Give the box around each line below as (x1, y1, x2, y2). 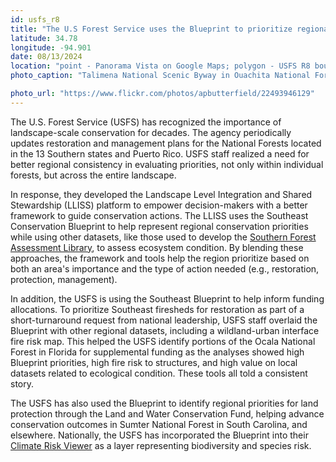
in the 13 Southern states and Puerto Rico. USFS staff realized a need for (10, 147, 310, 160)
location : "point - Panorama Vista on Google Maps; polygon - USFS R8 (10, 61, 311, 71)
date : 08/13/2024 (10, 52, 83, 62)
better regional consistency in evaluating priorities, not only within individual (10, 158, 324, 170)
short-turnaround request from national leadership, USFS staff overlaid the (10, 314, 318, 326)
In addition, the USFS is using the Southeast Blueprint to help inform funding (10, 292, 325, 305)
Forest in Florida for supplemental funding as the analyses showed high (10, 346, 305, 358)
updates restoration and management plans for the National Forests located (10, 137, 322, 149)
